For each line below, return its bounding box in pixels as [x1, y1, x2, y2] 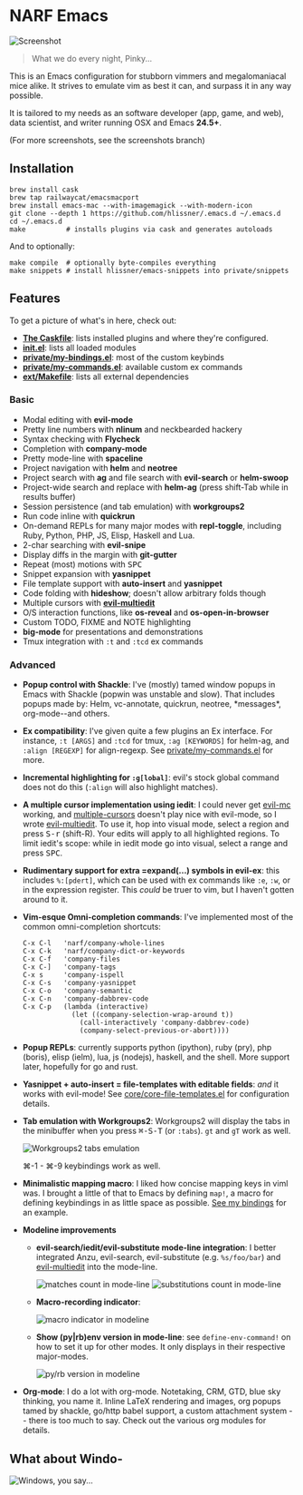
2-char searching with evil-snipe [22, 539, 147, 550]
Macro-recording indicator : [35, 1296, 141, 1307]
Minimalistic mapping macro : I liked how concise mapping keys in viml [22, 1178, 289, 1189]
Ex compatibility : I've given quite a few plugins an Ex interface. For [22, 726, 273, 737]
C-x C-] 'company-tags [22, 962, 117, 972]
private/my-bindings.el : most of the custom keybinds [22, 351, 224, 363]
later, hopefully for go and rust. [22, 1061, 138, 1072]
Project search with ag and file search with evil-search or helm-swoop [22, 472, 289, 483]
